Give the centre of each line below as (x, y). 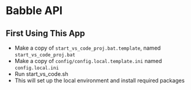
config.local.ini (37, 68)
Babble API (34, 11)
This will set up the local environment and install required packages (99, 81)
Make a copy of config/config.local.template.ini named (88, 61)
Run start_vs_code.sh (41, 74)
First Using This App (45, 33)
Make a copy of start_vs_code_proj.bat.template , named (88, 48)
